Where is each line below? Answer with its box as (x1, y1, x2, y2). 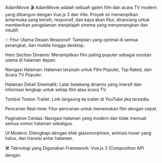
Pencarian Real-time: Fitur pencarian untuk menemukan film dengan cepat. (5, 106, 158, 111)
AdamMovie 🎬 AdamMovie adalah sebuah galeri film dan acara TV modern (5, 4, 157, 10)
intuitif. (5, 27, 19, 33)
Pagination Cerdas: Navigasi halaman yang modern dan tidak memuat (5, 115, 147, 121)
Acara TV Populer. (5, 72, 42, 78)
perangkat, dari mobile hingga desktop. (5, 42, 85, 48)
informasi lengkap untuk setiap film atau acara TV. (5, 87, 107, 93)
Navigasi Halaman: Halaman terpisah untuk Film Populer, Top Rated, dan (5, 66, 152, 72)
